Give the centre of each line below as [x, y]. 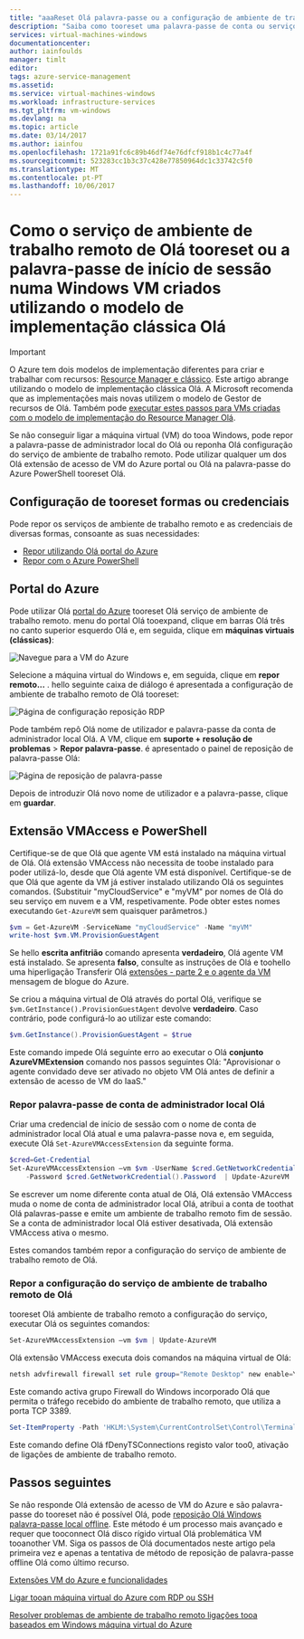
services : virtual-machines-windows [78, 34]
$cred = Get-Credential [50, 1160]
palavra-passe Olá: [45, 758]
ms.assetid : [32, 85]
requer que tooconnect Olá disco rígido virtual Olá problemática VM [136, 1533]
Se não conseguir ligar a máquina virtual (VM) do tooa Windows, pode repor [152, 435]
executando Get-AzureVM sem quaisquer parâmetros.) [109, 910]
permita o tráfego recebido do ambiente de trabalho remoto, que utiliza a [145, 1401]
